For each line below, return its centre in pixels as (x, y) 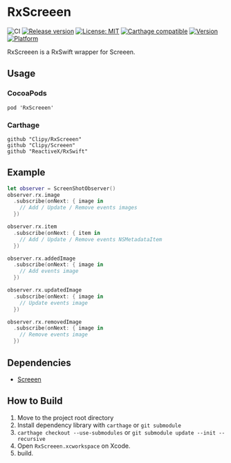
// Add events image (49, 271)
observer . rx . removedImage (44, 322)
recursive (31, 439)
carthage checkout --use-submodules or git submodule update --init (117, 432)
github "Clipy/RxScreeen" (44, 139)
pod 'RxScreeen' (30, 108)
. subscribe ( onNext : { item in (57, 233)
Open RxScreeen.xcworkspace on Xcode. (74, 446)
